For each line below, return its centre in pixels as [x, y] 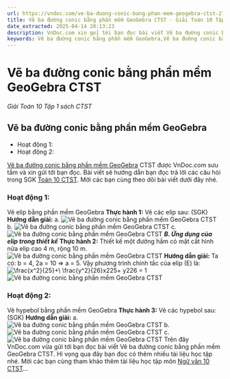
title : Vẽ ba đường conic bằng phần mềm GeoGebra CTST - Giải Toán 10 [110, 20]
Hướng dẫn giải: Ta [191, 256]
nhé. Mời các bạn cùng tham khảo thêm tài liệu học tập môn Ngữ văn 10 [108, 361]
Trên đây [177, 339]
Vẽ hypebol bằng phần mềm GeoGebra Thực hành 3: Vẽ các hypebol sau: [112, 310]
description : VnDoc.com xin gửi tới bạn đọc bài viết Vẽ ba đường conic [113, 33]
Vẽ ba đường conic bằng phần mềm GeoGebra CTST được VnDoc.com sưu [113, 164]
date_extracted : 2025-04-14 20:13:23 [61, 26]
